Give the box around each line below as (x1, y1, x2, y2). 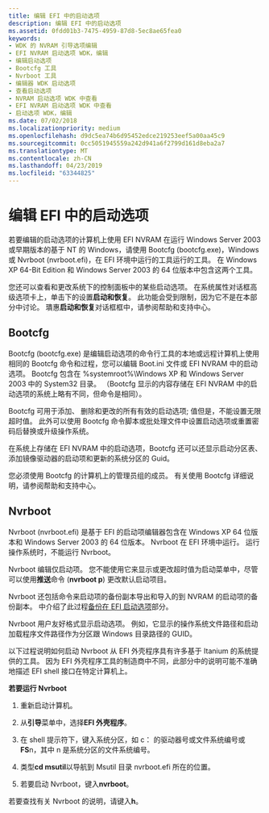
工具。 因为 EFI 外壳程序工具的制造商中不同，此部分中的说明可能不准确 (22, 656, 258, 665)
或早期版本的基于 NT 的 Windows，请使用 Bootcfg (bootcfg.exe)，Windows (8, 244, 259, 254)
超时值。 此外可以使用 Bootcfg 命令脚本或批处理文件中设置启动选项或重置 (8, 416, 252, 426)
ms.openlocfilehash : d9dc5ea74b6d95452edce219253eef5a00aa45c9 (8, 131, 226, 140)
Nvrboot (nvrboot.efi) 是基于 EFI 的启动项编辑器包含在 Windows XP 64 (8, 527, 242, 536)
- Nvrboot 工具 (8, 72, 57, 80)
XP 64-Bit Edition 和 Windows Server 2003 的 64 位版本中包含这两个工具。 (8, 265, 258, 274)
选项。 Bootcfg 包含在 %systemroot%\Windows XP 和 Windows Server (8, 369, 244, 378)
